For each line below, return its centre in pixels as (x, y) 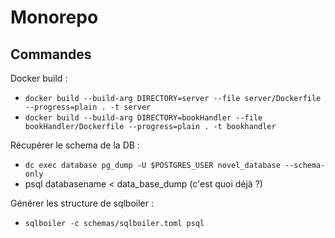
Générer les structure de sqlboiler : (82, 203)
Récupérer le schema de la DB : (75, 145)
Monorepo (54, 17)
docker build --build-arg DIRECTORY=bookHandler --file (143, 118)
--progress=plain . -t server (88, 107)
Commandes (51, 54)
